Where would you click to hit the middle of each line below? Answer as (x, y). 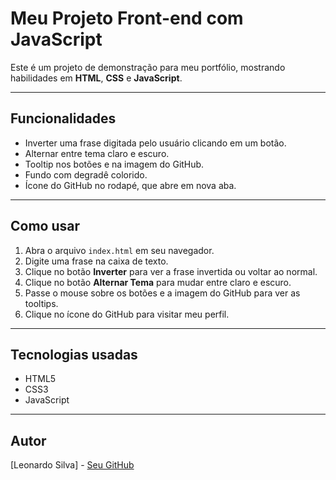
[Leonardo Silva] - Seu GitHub (72, 465)
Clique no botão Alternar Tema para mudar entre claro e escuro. (158, 282)
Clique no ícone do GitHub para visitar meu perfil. (127, 314)
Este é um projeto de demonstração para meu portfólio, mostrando (148, 67)
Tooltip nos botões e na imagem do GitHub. (114, 164)
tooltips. (41, 303)
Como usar (45, 226)
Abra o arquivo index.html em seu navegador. (119, 250)
